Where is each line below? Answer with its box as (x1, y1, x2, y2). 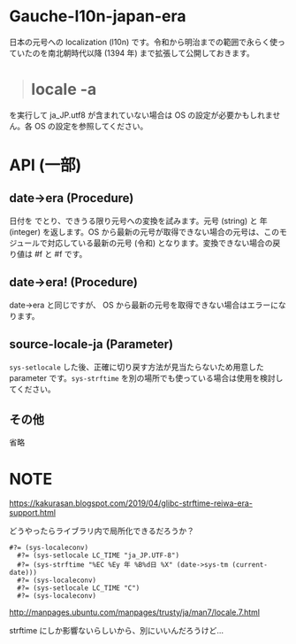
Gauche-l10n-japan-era (9, 6, 186, 27)
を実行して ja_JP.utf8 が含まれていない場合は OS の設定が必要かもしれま (9, 109, 273, 120)
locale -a (30, 80, 97, 99)
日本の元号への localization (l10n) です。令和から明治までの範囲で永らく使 (9, 36, 278, 47)
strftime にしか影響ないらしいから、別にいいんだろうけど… (9, 625, 224, 636)
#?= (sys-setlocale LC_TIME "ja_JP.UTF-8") (17, 551, 179, 560)
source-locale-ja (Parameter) (9, 337, 174, 352)
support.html (9, 508, 56, 518)
